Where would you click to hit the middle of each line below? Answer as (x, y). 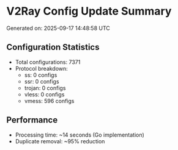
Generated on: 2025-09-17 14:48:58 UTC (58, 28)
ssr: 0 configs (42, 81)
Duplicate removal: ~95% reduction (60, 141)
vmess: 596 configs (49, 101)
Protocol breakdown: (42, 68)
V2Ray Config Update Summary (89, 11)
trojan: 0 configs (45, 88)
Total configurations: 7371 (48, 62)
